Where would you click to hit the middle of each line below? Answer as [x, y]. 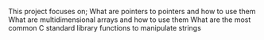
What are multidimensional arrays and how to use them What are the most [130, 20]
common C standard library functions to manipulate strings [105, 28]
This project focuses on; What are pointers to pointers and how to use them [132, 11]
